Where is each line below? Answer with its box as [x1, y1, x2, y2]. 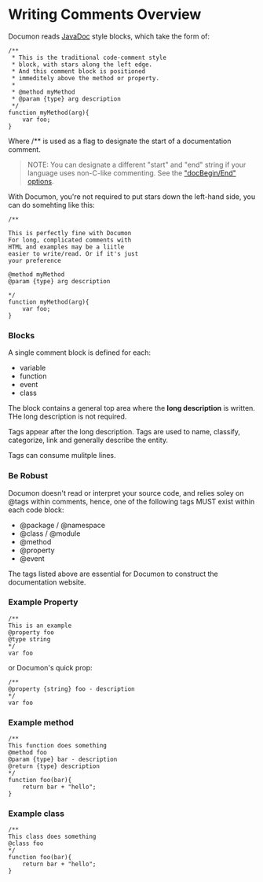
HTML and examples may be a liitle [8, 242, 125, 251]
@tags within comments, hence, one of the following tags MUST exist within [8, 496, 255, 506]
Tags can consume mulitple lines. [8, 451, 116, 460]
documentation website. [8, 577, 86, 587]
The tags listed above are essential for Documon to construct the [8, 569, 218, 578]
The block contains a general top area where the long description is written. [8, 404, 255, 413]
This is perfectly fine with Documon [8, 229, 132, 237]
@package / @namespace [19, 520, 106, 530]
